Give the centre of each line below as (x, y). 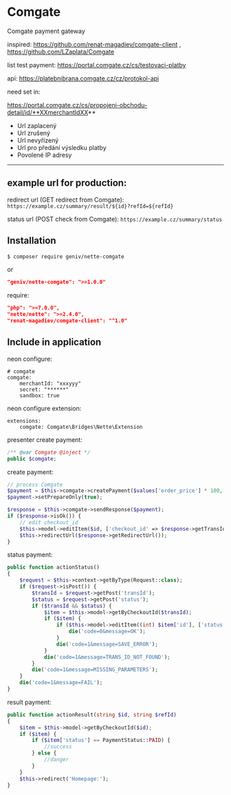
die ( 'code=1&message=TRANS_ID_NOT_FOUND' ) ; (107, 657)
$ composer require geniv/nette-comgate (66, 256)
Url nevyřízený (38, 140)
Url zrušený (33, 133)
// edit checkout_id (49, 522)
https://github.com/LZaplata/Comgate (61, 52)
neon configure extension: (44, 408)
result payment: (29, 702)
